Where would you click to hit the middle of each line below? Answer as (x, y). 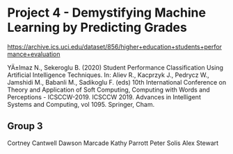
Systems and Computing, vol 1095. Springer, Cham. (81, 104)
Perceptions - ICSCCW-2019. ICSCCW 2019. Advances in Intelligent (104, 97)
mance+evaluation (34, 54)
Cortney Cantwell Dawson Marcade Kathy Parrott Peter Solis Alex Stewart (113, 143)
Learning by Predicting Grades (97, 27)
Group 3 (25, 126)
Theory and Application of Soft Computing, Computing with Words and (109, 89)
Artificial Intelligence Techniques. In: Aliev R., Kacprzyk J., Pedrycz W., (109, 75)
